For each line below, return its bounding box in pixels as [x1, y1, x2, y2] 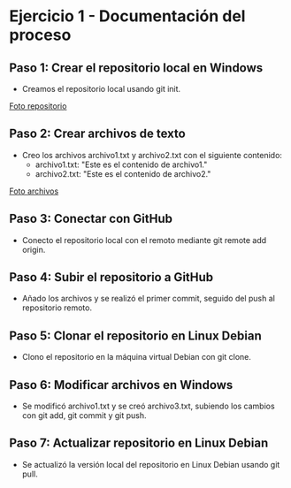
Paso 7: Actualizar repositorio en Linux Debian [9, 436, 269, 451]
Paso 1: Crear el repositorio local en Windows [9, 60, 264, 75]
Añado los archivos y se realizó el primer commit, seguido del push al [21, 294, 276, 304]
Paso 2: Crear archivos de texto [9, 126, 186, 141]
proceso [9, 25, 72, 45]
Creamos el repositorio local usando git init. [21, 84, 181, 94]
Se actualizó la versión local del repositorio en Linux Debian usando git [21, 459, 280, 469]
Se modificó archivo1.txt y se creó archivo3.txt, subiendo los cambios [21, 400, 276, 412]
